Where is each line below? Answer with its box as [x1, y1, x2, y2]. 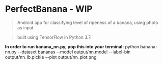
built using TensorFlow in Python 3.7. [17, 34, 92, 40]
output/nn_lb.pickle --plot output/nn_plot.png [5, 54, 97, 60]
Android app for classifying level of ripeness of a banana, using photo [17, 20, 159, 25]
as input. [17, 24, 35, 30]
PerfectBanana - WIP [5, 3, 93, 15]
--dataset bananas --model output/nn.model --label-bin [17, 49, 131, 55]
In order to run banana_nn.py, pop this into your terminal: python [5, 43, 139, 49]
